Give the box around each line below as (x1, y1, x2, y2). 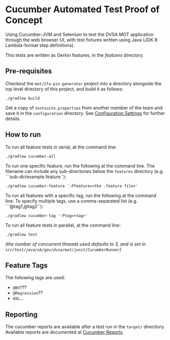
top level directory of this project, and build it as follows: (5, 86, 124, 92)
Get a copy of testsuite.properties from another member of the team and (5, 105, 163, 111)
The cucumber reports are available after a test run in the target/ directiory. (5, 324, 165, 330)
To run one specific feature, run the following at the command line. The (5, 162, 155, 169)
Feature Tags (5, 261, 48, 270)
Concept (5, 14, 43, 26)
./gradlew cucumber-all (5, 154, 56, 159)
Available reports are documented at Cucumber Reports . (5, 329, 124, 335)
